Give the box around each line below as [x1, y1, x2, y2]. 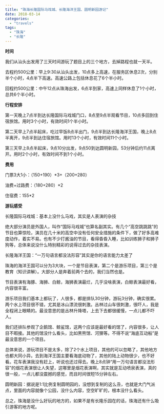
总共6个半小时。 [5, 91, 38, 97]
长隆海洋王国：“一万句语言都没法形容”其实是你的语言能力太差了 [5, 252, 133, 258]
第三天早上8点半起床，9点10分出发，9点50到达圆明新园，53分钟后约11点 [5, 145, 151, 151]
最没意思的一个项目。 [5, 336, 48, 342]
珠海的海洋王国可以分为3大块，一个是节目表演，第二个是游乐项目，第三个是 [5, 263, 158, 268]
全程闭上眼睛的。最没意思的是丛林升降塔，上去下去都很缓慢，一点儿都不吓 [5, 307, 155, 313]
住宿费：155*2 [5, 192, 35, 198]
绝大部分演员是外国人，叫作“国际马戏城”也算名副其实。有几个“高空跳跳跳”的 [5, 224, 158, 229]
